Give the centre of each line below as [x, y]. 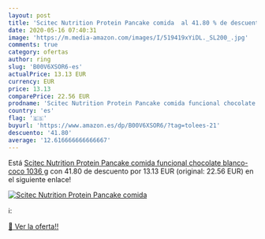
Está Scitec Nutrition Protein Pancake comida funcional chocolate [115, 162]
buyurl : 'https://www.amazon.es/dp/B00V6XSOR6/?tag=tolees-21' [114, 125]
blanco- [235, 162]
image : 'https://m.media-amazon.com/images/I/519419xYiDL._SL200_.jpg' [128, 37]
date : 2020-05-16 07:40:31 [52, 30]
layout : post [30, 15]
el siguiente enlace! [40, 179]
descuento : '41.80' [40, 133]
